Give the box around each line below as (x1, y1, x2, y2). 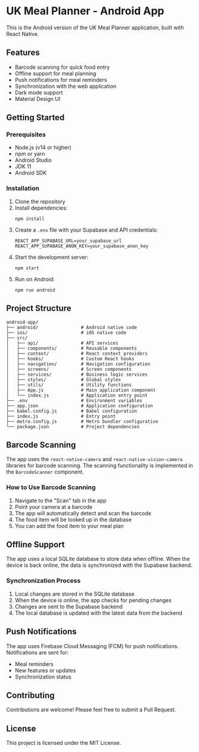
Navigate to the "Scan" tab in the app (14, 497, 107, 504)
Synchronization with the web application (14, 82, 117, 90)
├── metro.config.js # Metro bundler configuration (6, 418, 159, 425)
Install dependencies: (14, 204, 68, 211)
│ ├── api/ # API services (6, 340, 119, 346)
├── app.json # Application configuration (6, 403, 153, 409)
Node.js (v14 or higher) (14, 144, 71, 151)
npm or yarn (14, 151, 45, 158)
